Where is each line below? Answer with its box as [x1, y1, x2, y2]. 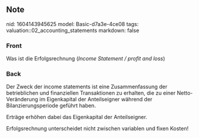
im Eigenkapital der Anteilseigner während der [39, 96, 153, 103]
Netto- [176, 89, 193, 97]
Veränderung [6, 96, 39, 103]
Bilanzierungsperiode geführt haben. [6, 102, 96, 109]
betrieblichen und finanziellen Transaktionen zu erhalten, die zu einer [6, 89, 176, 97]
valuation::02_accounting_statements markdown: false [6, 27, 140, 34]
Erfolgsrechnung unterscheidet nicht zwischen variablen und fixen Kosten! [6, 125, 189, 132]
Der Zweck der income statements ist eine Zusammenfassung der [6, 83, 168, 91]
